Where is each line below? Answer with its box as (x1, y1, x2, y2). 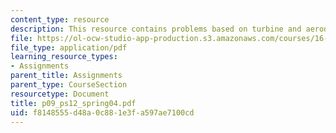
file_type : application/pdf (10, 42, 128, 53)
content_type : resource (10, 14, 110, 25)
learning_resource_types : (10, 52, 118, 62)
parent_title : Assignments (10, 71, 123, 81)
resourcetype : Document (10, 89, 110, 99)
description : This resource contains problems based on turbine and (10, 24, 302, 34)
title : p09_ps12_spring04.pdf (10, 98, 137, 108)
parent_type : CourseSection (10, 80, 128, 90)
